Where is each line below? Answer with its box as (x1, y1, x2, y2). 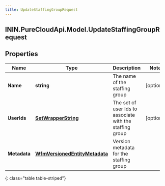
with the (112, 118, 132, 124)
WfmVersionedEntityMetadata (35, 150, 108, 157)
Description (112, 64, 141, 71)
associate (112, 111, 135, 118)
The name (112, 72, 136, 79)
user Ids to (112, 105, 137, 112)
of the (112, 79, 127, 86)
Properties (5, 50, 38, 58)
